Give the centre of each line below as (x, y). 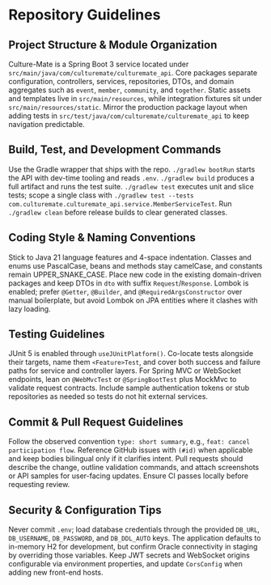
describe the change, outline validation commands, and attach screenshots (134, 468)
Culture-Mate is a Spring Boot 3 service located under (99, 64)
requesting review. (39, 485)
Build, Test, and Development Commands (115, 150)
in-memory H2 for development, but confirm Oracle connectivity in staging (133, 547)
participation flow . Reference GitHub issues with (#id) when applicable (131, 450)
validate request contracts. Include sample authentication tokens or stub (129, 388)
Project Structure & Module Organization (113, 45)
